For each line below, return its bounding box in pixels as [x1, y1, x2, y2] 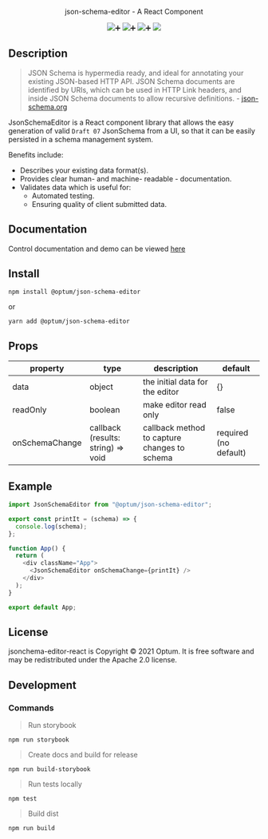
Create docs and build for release [27, 750, 138, 760]
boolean [89, 404, 120, 416]
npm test [8, 795, 37, 803]
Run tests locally [27, 779, 82, 789]
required [216, 427, 249, 439]
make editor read [142, 400, 207, 411]
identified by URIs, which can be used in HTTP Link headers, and [27, 85, 242, 94]
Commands [8, 702, 54, 714]
